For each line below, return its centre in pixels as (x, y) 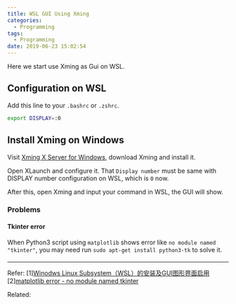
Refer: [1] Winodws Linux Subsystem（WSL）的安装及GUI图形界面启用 (109, 273)
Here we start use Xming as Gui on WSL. (66, 66)
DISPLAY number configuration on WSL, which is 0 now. (88, 178)
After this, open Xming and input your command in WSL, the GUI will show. (115, 192)
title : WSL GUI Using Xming (48, 14)
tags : (15, 33)
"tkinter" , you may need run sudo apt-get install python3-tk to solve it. (115, 249)
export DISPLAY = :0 (34, 118)
